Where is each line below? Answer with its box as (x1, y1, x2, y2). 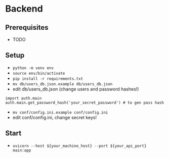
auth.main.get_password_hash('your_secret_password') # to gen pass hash (5, 100, 164, 105)
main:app (12, 147, 31, 153)
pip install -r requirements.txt (12, 76, 83, 81)
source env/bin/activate (12, 71, 65, 76)
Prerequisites (5, 23, 49, 32)
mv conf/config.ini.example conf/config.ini (12, 110, 108, 115)
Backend (5, 3, 43, 15)
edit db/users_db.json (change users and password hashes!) (12, 86, 139, 92)
